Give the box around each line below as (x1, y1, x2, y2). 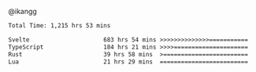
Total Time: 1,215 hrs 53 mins (8, 22, 111, 30)
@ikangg (8, 7, 37, 16)
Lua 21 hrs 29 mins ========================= (8, 58, 248, 66)
